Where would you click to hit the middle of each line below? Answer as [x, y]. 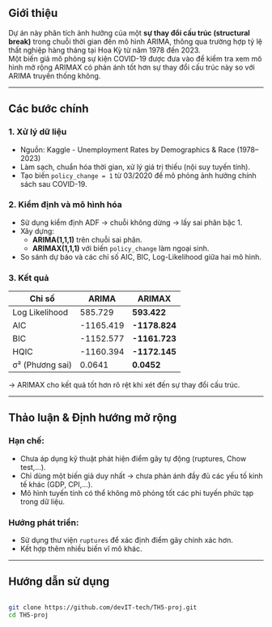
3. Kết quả [29, 277]
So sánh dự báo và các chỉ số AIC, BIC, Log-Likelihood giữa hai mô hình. [140, 256]
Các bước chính [49, 109]
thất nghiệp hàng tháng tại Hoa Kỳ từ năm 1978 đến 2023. [104, 50]
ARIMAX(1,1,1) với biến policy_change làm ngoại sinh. [121, 248]
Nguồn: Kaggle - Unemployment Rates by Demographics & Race [127, 150]
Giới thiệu [33, 13]
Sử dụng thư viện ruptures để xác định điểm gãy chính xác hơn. [126, 540]
